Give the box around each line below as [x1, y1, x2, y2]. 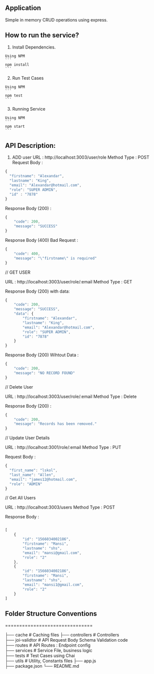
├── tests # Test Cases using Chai [5, 653, 75, 659]
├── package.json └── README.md [5, 663, 79, 669]
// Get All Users [5, 495, 36, 501]
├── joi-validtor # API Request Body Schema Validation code [5, 637, 128, 643]
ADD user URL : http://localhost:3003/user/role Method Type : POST [12, 154, 150, 161]
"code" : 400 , [14, 251, 40, 256]
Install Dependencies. [12, 44, 56, 50]
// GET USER [5, 269, 31, 275]
